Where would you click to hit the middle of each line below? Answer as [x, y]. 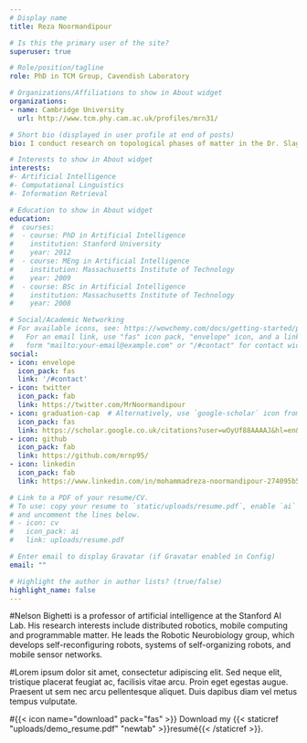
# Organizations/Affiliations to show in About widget [116, 93]
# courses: [32, 227]
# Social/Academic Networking [67, 320]
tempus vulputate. [43, 701]
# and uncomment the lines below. [75, 515]
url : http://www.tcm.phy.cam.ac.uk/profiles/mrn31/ [118, 118]
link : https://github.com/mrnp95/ [83, 456]
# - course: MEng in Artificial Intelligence [100, 261]
